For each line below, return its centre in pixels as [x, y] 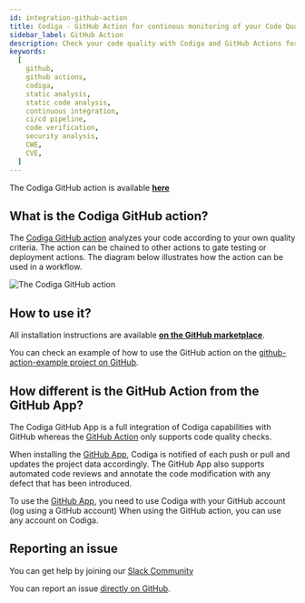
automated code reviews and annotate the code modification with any [140, 473]
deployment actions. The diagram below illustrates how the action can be [147, 257]
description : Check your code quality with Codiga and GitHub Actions [146, 43]
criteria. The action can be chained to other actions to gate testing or [138, 247]
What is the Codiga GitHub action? [109, 216]
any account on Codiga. [54, 520]
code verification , [63, 128]
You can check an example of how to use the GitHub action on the [133, 353]
